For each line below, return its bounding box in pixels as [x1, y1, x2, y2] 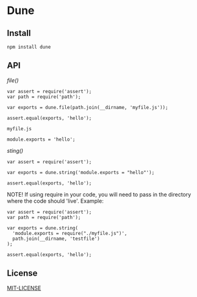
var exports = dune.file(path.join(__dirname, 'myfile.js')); [7, 104, 168, 110]
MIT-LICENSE [7, 284, 41, 292]
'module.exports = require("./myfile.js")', [12, 230, 127, 236]
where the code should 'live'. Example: [7, 197, 104, 204]
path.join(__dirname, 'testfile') [12, 236, 100, 242]
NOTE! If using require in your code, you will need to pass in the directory [7, 190, 192, 198]
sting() [7, 147, 24, 154]
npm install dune [7, 44, 51, 50]
